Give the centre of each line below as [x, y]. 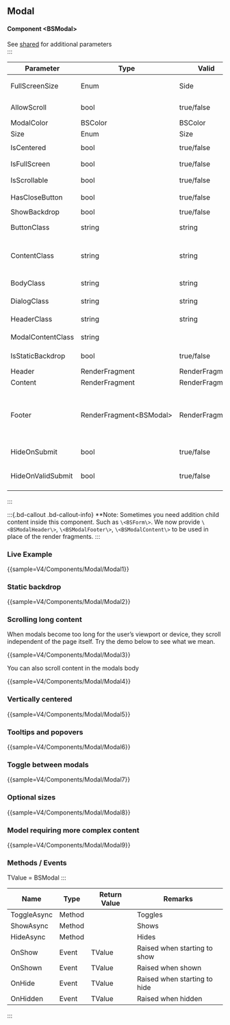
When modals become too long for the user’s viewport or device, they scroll [114, 634]
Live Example [30, 554]
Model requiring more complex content [73, 830]
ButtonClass [30, 227]
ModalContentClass [42, 337]
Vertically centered [40, 699]
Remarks [178, 899]
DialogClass [30, 301]
